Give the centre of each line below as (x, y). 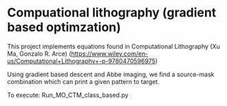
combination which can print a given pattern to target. (83, 81)
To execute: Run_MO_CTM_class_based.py (68, 95)
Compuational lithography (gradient (112, 13)
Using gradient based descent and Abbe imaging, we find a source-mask (111, 74)
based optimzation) (64, 27)
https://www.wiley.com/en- (110, 54)
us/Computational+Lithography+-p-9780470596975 (82, 61)
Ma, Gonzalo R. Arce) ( (39, 54)
